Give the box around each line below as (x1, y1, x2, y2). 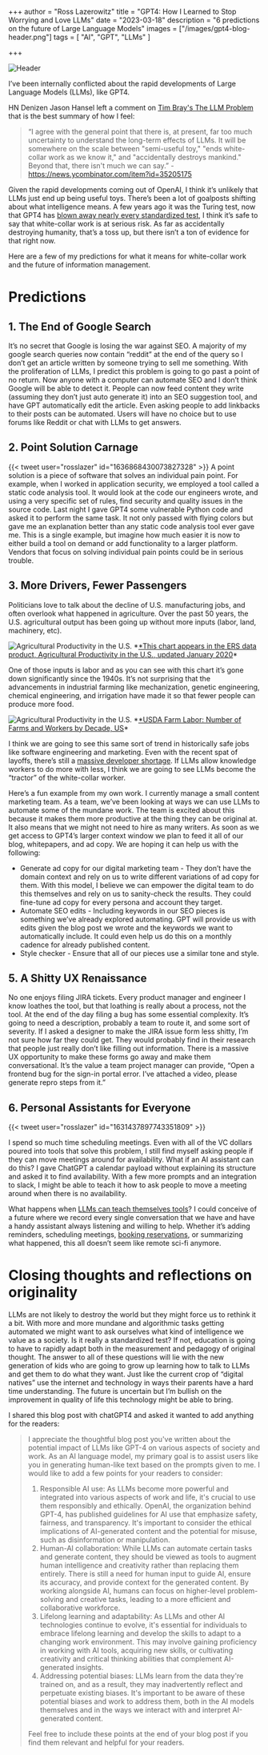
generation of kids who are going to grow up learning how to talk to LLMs (8, 1361, 250, 1371)
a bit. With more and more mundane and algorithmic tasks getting (8, 1319, 225, 1328)
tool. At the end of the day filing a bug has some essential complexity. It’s (8, 1010, 250, 1019)
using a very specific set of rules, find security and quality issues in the (8, 496, 243, 505)
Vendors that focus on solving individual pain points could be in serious (8, 547, 244, 556)
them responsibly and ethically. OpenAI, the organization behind (39, 1501, 252, 1511)
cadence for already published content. (19, 940, 150, 950)
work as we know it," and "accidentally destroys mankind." (48, 152, 242, 162)
